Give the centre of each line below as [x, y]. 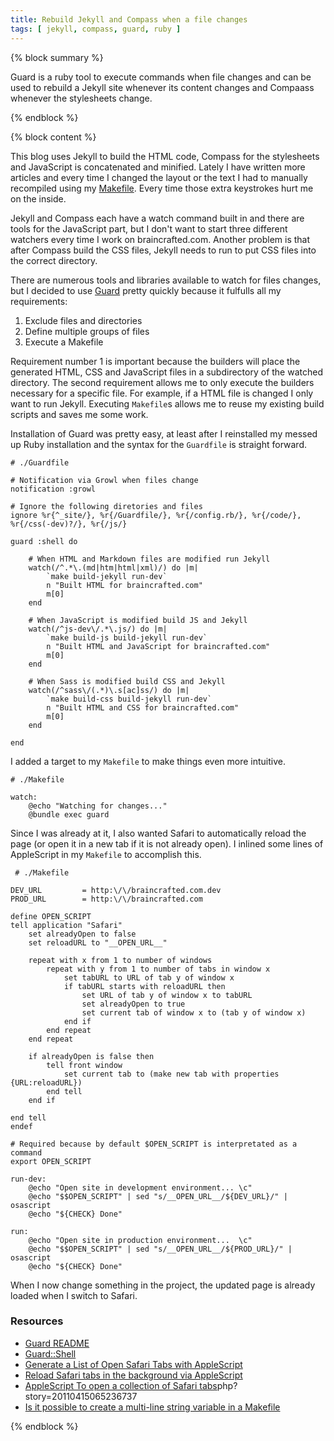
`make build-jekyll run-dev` [107, 576]
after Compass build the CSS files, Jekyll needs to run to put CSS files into [163, 250]
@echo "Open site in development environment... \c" [140, 1187]
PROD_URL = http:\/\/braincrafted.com [106, 899]
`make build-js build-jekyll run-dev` [127, 637]
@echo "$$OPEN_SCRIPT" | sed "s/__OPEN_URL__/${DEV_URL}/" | [158, 1196]
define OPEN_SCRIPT [51, 916]
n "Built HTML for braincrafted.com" [124, 585]
